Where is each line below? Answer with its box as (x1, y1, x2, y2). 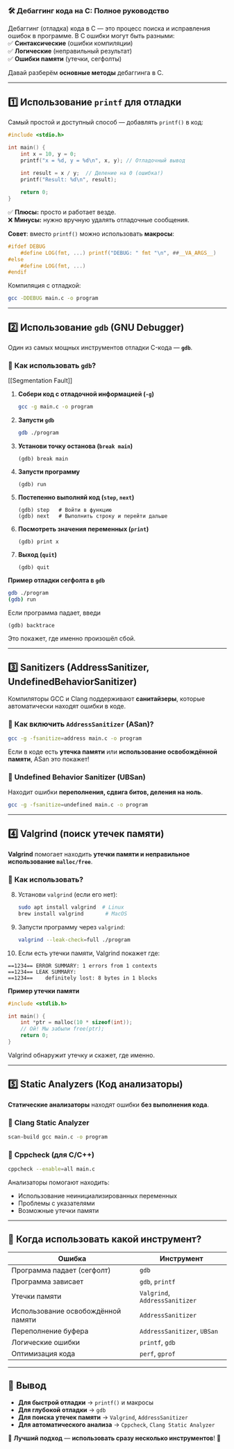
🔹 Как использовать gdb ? (8, 361, 97, 370)
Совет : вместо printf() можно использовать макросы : (8, 229, 174, 238)
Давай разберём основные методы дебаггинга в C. (8, 69, 164, 77)
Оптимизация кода (11, 1348, 76, 1358)
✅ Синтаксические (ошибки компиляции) (8, 39, 133, 47)
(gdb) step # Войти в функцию (17, 506, 112, 514)
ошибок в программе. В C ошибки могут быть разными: (8, 32, 175, 40)
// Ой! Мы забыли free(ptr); (20, 1025, 105, 1033)
